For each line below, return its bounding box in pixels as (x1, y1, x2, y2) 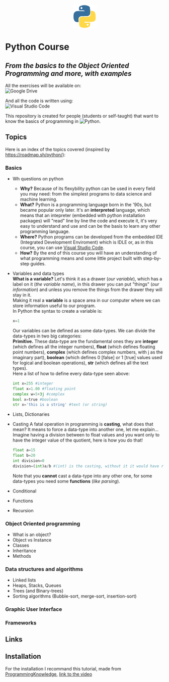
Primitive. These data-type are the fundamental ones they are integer (12, 338, 158, 344)
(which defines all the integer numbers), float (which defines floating (12, 344, 155, 350)
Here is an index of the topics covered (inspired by (5, 146, 110, 152)
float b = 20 (12, 453, 36, 458)
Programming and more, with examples (5, 69, 132, 78)
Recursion (12, 507, 34, 513)
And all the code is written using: (5, 98, 73, 104)
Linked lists (12, 577, 36, 583)
